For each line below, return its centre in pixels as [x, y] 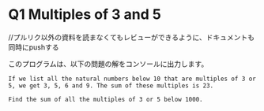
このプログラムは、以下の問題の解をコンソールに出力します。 [108, 64]
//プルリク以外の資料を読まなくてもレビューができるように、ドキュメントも [132, 37]
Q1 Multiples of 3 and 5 [85, 15]
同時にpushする [34, 47]
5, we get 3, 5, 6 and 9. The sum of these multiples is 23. [111, 85]
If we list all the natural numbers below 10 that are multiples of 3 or [132, 79]
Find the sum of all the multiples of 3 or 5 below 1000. [106, 99]
